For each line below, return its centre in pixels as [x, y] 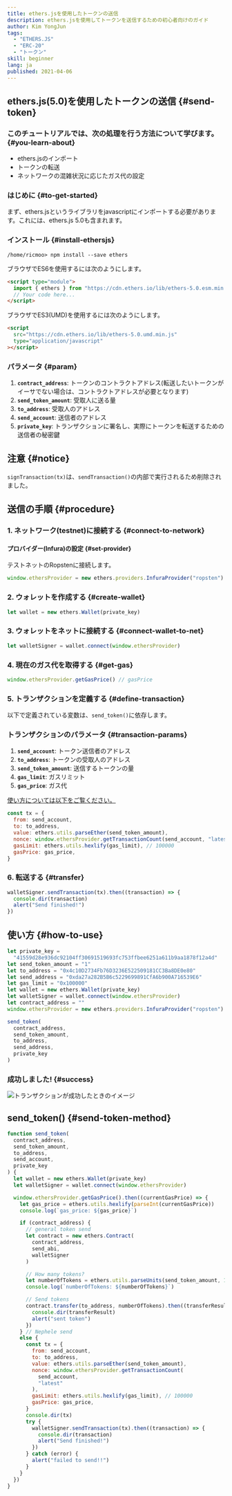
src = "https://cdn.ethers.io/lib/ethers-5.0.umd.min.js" [95, 335]
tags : [15, 33]
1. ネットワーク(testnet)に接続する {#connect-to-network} [106, 531]
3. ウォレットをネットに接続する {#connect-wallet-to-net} [106, 631]
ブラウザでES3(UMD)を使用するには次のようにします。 [86, 315]
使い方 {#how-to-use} [55, 935]
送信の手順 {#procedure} [61, 509]
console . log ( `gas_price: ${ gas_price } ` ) [78, 1211]
